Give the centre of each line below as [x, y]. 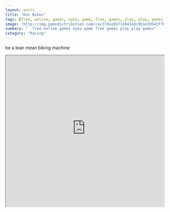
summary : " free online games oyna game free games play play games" [81, 29]
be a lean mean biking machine [37, 48]
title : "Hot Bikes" [26, 15]
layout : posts [20, 10]
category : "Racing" [26, 33]
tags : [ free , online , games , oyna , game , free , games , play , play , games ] [85, 19]
